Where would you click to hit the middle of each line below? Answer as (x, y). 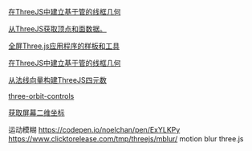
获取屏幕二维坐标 (37, 112)
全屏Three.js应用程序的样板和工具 (64, 46)
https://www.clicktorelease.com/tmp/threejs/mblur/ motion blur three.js (126, 139)
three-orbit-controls (41, 96)
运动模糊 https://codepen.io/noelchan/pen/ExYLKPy (94, 130)
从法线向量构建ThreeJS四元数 (57, 80)
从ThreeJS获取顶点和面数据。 (57, 29)
